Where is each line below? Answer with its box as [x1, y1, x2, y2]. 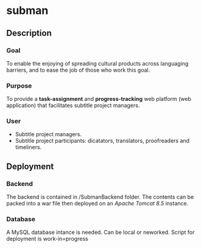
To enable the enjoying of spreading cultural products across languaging [6, 60, 189, 67]
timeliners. [15, 143, 42, 151]
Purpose [6, 81, 32, 90]
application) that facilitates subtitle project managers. [6, 102, 140, 109]
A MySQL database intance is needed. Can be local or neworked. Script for [6, 229, 195, 236]
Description [6, 28, 52, 38]
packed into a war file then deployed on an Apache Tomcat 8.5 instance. [6, 200, 189, 207]
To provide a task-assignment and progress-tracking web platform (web [6, 95, 192, 103]
